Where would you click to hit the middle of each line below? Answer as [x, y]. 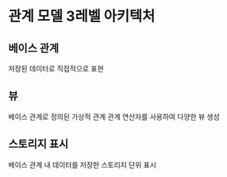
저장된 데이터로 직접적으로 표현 [56, 69]
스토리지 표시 [38, 144]
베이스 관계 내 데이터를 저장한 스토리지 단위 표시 [83, 164]
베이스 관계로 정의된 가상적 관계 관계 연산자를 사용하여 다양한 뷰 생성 [114, 117]
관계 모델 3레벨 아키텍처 [82, 16]
